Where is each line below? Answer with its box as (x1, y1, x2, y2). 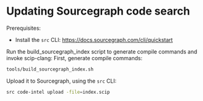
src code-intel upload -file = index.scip (6, 89, 111, 95)
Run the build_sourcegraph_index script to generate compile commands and (6, 47, 198, 55)
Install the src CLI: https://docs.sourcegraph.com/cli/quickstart (15, 36, 173, 43)
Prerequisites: (6, 24, 41, 32)
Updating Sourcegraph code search (6, 4, 190, 18)
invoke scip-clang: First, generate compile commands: (6, 54, 143, 61)
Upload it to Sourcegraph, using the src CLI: (6, 77, 117, 85)
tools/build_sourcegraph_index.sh (6, 66, 94, 72)
